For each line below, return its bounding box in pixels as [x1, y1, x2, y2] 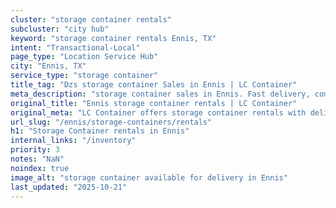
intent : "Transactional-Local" [10, 42, 141, 53]
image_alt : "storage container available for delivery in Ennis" [10, 172, 288, 183]
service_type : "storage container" [10, 71, 159, 81]
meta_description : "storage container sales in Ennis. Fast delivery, [10, 89, 311, 99]
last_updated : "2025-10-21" [10, 182, 128, 192]
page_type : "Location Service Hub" [10, 52, 159, 62]
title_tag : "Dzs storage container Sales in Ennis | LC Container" [10, 80, 298, 90]
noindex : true [10, 163, 70, 173]
